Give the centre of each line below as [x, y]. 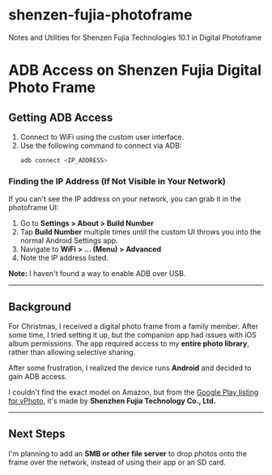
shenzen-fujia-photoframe [100, 15]
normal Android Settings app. [69, 240]
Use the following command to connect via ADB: [101, 145]
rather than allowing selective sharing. [72, 352]
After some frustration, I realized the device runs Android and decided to [130, 368]
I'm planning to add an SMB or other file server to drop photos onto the [128, 453]
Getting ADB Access [61, 117]
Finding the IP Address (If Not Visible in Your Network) [117, 181]
